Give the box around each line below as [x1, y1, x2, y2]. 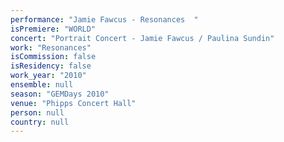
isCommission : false [10, 52, 97, 62]
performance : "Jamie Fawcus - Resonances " [10, 14, 199, 25]
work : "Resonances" [10, 42, 92, 53]
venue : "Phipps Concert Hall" [10, 98, 137, 108]
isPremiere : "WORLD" [10, 24, 97, 34]
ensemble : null [10, 80, 74, 90]
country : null [10, 117, 70, 127]
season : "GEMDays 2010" [10, 89, 110, 99]
